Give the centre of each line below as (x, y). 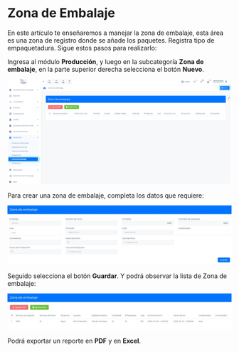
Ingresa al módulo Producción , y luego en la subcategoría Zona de (106, 61)
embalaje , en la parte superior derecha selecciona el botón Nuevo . (106, 69)
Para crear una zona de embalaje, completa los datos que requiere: (106, 196)
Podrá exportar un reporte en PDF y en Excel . (74, 341)
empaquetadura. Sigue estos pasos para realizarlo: (82, 48)
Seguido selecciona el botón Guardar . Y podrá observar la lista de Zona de (117, 276)
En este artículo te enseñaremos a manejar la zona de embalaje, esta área (116, 33)
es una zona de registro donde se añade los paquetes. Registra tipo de (111, 40)
